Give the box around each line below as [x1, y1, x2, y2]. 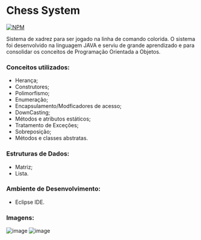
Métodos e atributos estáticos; [14, 115, 91, 122]
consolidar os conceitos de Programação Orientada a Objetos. [6, 48, 161, 55]
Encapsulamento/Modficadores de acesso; [14, 103, 122, 110]
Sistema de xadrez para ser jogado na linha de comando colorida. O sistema [6, 35, 196, 42]
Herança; [14, 77, 38, 84]
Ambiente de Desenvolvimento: [6, 185, 101, 193]
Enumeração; [14, 96, 48, 103]
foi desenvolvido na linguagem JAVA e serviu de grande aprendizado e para [6, 42, 195, 49]
